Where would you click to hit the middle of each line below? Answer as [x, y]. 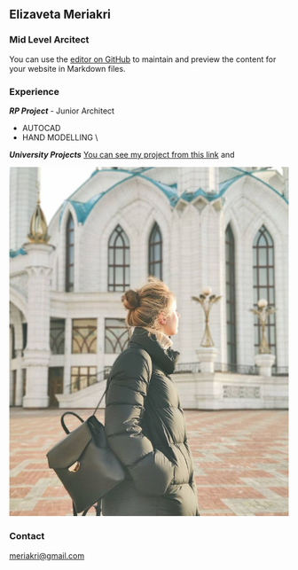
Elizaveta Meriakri [60, 15]
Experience [34, 91]
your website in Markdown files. [67, 68]
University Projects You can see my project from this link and [122, 154]
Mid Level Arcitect [49, 40]
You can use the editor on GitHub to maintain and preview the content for [143, 59]
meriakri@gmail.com [47, 555]
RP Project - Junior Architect [62, 111]
